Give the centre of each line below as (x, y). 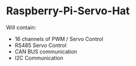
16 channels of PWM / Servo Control (59, 39)
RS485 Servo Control (41, 45)
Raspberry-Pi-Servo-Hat (68, 11)
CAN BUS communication (46, 51)
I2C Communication (39, 58)
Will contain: (21, 27)
